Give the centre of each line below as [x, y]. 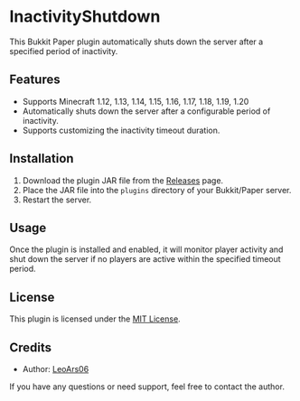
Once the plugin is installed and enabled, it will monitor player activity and [146, 249]
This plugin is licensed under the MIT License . [95, 319]
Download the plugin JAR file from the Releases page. [123, 180]
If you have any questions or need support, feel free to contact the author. [147, 387]
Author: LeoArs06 [56, 369]
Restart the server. [57, 200]
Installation [42, 159]
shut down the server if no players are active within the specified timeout [145, 259]
